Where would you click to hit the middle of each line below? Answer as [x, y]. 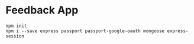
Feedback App [42, 10]
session [15, 36]
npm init [16, 26]
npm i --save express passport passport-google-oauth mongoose [85, 31]
